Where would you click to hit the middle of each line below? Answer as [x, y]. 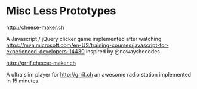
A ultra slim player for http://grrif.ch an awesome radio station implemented [99, 74]
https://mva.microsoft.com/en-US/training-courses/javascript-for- [87, 45]
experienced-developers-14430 [45, 51]
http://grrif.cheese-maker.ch [41, 63]
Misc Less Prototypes [61, 11]
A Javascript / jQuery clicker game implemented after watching [84, 39]
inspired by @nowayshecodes [123, 51]
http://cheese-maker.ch [35, 27]
